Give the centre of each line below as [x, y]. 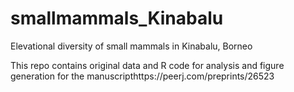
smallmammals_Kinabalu [117, 18]
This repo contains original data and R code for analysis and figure [147, 65]
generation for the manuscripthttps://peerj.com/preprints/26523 [142, 76]
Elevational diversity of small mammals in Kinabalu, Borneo [131, 46]
